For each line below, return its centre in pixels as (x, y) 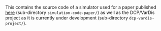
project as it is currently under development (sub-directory (67, 18)
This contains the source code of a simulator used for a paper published (81, 7)
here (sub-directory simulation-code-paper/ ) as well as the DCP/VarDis (80, 12)
